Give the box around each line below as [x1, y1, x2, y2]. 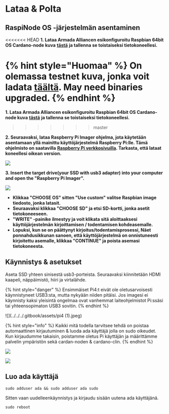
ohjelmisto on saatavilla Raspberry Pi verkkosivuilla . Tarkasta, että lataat [5, 145, 162, 151]
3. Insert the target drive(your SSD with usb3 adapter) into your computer [5, 170, 163, 176]
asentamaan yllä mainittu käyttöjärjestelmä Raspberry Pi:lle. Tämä [5, 139, 148, 145]
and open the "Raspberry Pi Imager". [5, 175, 85, 181]
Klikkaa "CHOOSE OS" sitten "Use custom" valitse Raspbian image [12, 194, 157, 201]
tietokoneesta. [12, 243, 45, 249]
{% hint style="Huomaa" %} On [5, 60, 143, 72]
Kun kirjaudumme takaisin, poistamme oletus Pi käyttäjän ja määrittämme [5, 333, 158, 339]
